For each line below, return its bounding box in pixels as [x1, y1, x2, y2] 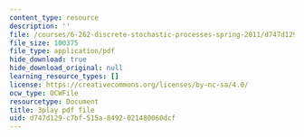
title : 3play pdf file [9, 105, 95, 114]
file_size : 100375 [9, 38, 79, 48]
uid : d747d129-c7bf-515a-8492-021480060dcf [9, 114, 176, 123]
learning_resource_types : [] [9, 72, 119, 81]
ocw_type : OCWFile [9, 88, 79, 97]
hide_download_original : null [9, 64, 124, 73]
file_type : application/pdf [9, 47, 116, 56]
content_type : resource [9, 13, 100, 23]
